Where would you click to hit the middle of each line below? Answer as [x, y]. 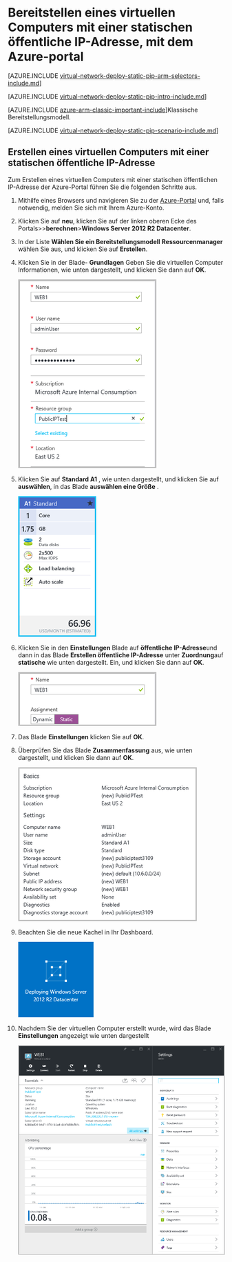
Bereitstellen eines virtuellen [92, 13]
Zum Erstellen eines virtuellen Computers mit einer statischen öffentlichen [113, 179]
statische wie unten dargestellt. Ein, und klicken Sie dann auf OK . [111, 662]
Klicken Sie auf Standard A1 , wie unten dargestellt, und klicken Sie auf [118, 479]
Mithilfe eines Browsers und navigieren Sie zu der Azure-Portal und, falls [121, 200]
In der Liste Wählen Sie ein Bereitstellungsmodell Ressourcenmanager [120, 241]
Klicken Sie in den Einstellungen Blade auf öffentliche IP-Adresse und [117, 648]
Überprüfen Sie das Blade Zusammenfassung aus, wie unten [105, 750]
